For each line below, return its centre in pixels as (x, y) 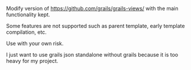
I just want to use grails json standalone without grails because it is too (92, 55)
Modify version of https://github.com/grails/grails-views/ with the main (92, 8)
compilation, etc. (27, 32)
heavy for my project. (32, 61)
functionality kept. (28, 15)
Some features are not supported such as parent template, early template (96, 26)
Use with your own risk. (35, 43)
